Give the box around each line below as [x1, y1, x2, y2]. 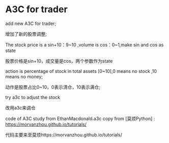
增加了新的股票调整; [5, 31, 47, 37]
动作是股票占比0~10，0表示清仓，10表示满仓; [5, 84, 101, 90]
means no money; [5, 73, 43, 79]
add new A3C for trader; [5, 20, 57, 26]
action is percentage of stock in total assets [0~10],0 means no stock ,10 [5, 68, 157, 74]
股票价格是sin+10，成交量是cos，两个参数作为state [5, 58, 113, 64]
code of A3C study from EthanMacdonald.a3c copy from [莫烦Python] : [5, 116, 155, 122]
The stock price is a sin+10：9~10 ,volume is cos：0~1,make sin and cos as [5, 42, 164, 48]
